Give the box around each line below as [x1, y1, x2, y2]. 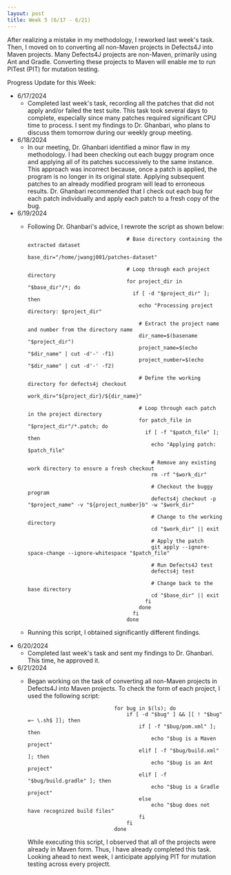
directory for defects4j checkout [27, 380, 127, 387]
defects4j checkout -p [150, 495, 217, 502]
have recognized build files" [27, 807, 115, 814]
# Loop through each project [126, 266, 210, 273]
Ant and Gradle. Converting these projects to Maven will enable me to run [7, 57, 216, 66]
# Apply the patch [150, 538, 204, 544]
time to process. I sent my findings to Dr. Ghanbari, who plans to [27, 121, 210, 129]
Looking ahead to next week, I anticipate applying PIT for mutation [27, 852, 217, 861]
